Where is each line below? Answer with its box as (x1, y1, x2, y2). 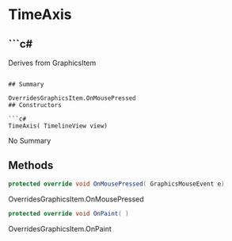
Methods (8, 159, 54, 172)
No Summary (8, 136, 51, 145)
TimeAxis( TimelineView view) (8, 122, 108, 130)
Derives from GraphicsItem (8, 58, 97, 67)
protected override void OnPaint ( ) (8, 209, 129, 217)
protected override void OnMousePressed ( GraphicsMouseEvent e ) (8, 180, 225, 188)
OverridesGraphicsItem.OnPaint (8, 224, 112, 233)
